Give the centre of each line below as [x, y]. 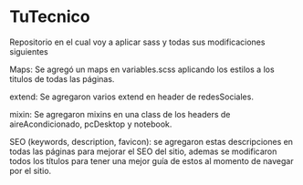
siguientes [29, 51]
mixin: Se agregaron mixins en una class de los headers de [120, 114]
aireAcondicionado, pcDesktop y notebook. [91, 124]
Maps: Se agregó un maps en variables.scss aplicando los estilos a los [142, 69]
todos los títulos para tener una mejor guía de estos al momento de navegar [151, 160]
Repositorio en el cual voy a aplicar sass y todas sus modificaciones [137, 42]
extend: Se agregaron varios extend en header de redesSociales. [131, 97]
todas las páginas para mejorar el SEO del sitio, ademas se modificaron [143, 151]
